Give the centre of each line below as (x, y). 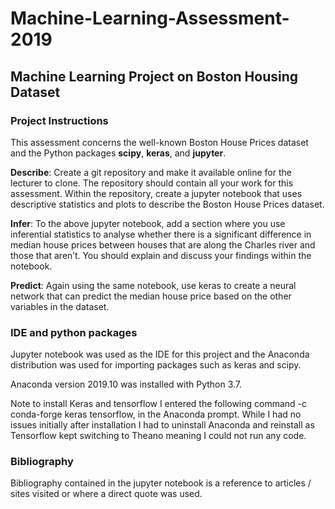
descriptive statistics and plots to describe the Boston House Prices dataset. (167, 204)
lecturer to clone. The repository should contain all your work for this (152, 183)
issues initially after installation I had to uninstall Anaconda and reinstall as (162, 425)
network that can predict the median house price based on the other (151, 296)
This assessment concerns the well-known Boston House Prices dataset (159, 142)
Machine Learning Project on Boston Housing (154, 76)
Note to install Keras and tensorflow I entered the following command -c (159, 404)
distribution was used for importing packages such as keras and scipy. (156, 365)
